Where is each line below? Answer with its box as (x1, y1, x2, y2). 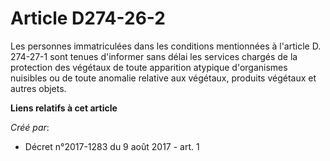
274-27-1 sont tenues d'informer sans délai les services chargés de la (10, 50, 298, 62)
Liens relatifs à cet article (10, 102, 118, 114)
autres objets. (10, 82, 67, 94)
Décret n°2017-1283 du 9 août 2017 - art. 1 (24, 140, 200, 152)
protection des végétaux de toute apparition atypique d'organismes (10, 61, 288, 73)
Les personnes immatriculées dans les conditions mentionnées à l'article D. (10, 40, 322, 52)
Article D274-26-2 (10, 7, 166, 30)
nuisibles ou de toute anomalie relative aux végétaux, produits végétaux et (10, 72, 317, 84)
